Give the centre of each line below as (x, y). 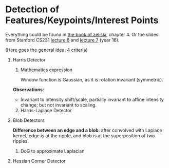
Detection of (32, 9)
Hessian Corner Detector (39, 161)
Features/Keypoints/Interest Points (82, 20)
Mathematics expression (46, 70)
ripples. (21, 141)
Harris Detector (29, 59)
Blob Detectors (29, 120)
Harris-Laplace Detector (46, 110)
